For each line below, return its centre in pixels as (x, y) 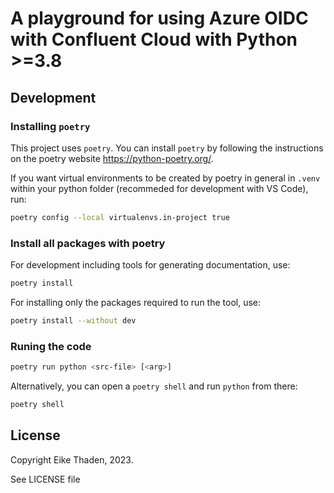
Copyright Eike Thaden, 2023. (72, 459)
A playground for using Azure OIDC (159, 18)
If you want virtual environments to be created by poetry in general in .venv (165, 178)
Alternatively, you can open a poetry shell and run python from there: (154, 386)
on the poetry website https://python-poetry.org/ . (112, 158)
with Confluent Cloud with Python (154, 39)
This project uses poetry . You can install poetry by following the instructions (167, 148)
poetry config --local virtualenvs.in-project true (120, 217)
